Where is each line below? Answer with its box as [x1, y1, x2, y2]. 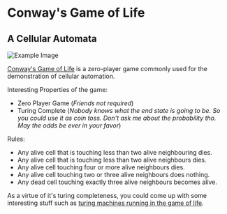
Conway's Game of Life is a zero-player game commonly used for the [7, 65, 207, 72]
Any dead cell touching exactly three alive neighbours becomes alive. [17, 178, 218, 186]
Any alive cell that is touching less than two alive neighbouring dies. [17, 148, 213, 156]
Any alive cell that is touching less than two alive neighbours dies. [17, 155, 207, 164]
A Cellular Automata [7, 33, 98, 45]
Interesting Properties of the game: [7, 86, 108, 93]
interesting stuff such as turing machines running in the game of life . [7, 199, 204, 207]
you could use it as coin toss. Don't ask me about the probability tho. [17, 114, 217, 122]
